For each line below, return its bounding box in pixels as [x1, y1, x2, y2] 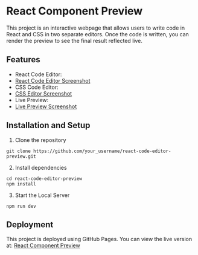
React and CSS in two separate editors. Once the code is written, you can [6, 30, 189, 37]
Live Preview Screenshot [14, 103, 77, 110]
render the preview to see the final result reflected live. [6, 37, 143, 44]
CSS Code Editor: [14, 83, 59, 91]
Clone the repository [14, 136, 66, 143]
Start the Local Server [14, 192, 70, 199]
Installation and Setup [6, 120, 91, 131]
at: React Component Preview [6, 242, 80, 249]
